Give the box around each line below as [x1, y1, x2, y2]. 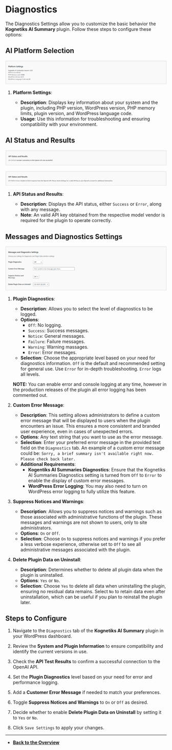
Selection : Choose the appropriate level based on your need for [20, 355, 156, 361]
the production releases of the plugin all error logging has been [12, 387, 146, 393]
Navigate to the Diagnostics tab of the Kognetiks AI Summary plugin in [12, 628, 164, 634]
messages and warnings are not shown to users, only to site [20, 519, 147, 525]
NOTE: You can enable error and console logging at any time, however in [12, 381, 167, 387]
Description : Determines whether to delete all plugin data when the [20, 566, 163, 573]
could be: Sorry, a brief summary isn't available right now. [20, 450, 154, 456]
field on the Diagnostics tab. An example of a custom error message [20, 445, 165, 451]
